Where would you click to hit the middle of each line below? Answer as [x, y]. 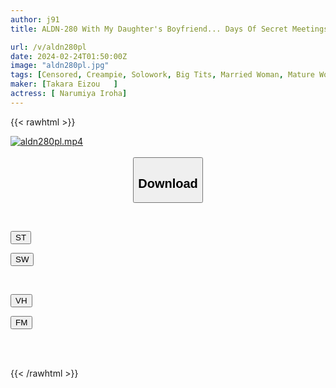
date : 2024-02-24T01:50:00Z [69, 56]
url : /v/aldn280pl [48, 47]
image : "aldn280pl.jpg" [60, 66]
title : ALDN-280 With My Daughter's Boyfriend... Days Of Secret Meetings [169, 29]
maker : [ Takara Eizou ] [64, 84]
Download [168, 183]
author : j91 [35, 19]
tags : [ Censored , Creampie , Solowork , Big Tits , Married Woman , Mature [162, 75]
